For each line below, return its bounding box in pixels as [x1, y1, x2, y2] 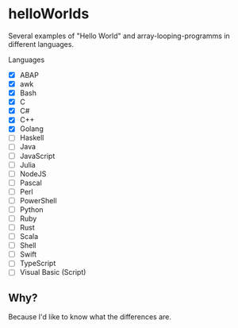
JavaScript [19, 151, 56, 160]
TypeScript [19, 259, 56, 268]
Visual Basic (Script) [19, 268, 86, 277]
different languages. [8, 39, 74, 48]
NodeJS [19, 168, 47, 179]
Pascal [19, 178, 42, 187]
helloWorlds [8, 5, 90, 23]
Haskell [19, 133, 44, 143]
